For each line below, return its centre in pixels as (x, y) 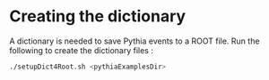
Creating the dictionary (98, 16)
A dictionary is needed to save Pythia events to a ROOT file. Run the (134, 41)
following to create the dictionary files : (82, 50)
